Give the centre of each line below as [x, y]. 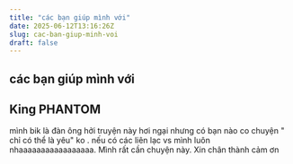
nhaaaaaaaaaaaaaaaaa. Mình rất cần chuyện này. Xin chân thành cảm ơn [144, 150]
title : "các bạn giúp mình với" [70, 17]
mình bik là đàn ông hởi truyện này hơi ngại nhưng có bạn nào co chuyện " [147, 131]
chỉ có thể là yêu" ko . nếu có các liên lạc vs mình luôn [110, 141]
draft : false [34, 43]
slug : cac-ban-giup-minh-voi [64, 34]
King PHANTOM [55, 110]
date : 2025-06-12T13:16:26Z [62, 26]
